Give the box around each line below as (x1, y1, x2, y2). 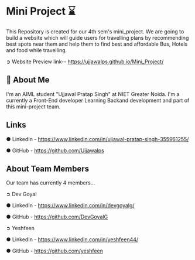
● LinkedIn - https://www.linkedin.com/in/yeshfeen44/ (6, 236, 139, 243)
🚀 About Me (6, 75, 50, 85)
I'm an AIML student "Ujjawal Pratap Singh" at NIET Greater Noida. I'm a (6, 90, 180, 97)
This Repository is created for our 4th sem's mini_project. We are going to (6, 28, 184, 35)
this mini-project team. (6, 103, 61, 110)
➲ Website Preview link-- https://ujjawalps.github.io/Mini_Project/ (6, 58, 164, 65)
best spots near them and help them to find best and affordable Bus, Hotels (6, 40, 188, 47)
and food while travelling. (6, 46, 67, 53)
